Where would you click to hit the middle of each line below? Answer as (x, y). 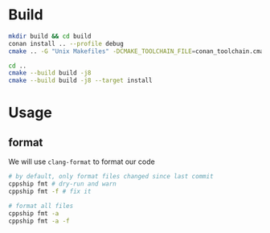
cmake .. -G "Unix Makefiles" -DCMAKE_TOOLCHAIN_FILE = (102, 51)
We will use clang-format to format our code (82, 161)
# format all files (41, 206)
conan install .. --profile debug (66, 43)
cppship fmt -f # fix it (50, 191)
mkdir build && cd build (50, 36)
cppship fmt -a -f (39, 221)
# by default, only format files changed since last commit (111, 177)
